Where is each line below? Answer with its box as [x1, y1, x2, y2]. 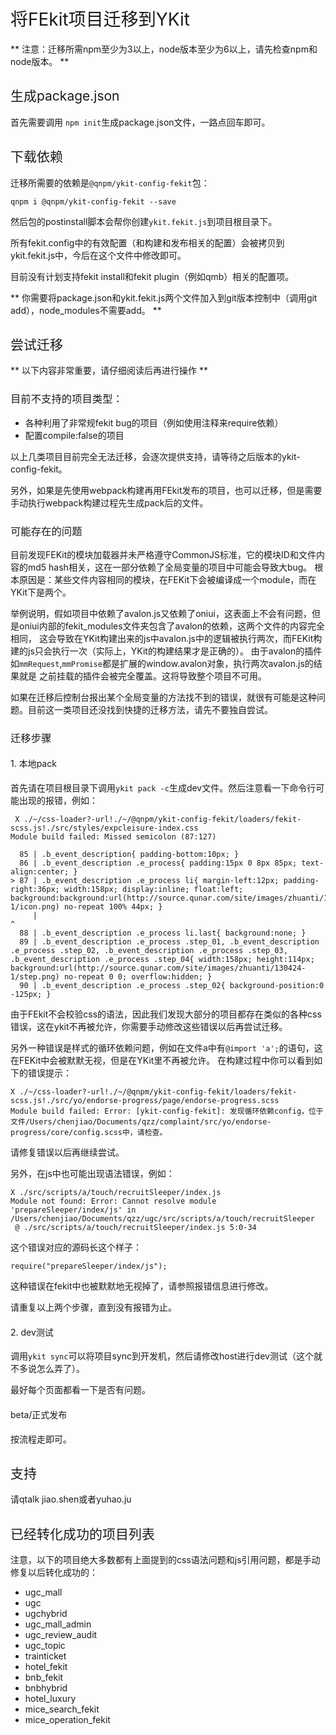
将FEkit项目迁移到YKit [10, 8, 190, 31]
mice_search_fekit [24, 1703, 100, 1715]
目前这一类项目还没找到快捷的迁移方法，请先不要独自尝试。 [27, 703, 273, 715]
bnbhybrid [24, 1682, 68, 1694]
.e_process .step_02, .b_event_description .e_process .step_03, [10, 946, 288, 956]
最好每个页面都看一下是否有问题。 [10, 1384, 151, 1396]
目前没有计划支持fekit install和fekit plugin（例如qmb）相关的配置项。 [10, 270, 295, 282]
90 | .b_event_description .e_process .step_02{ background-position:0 [19, 981, 325, 991]
